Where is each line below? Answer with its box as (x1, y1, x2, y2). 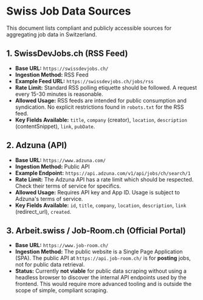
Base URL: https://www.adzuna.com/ (15, 156, 106, 163)
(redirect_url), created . (15, 208, 72, 215)
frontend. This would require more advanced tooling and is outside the (15, 281, 192, 288)
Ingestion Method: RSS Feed (15, 71, 89, 78)
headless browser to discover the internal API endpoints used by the (15, 274, 187, 281)
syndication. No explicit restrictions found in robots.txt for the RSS (15, 103, 184, 111)
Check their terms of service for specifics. (15, 182, 122, 189)
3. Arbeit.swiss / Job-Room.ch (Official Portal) (6, 225, 187, 236)
